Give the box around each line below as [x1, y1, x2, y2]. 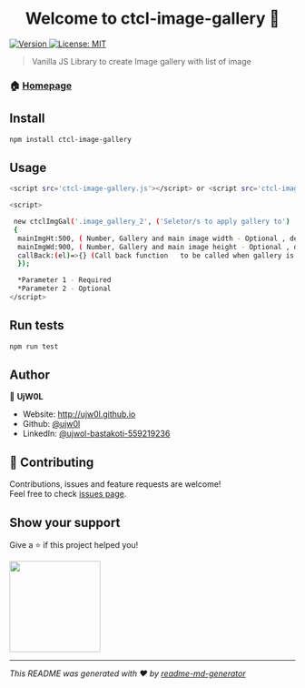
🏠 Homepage [9, 79, 73, 92]
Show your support [9, 514, 121, 531]
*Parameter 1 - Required [17, 276, 112, 285]
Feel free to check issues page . [9, 489, 127, 500]
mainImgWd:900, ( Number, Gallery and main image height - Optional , [17, 242, 290, 251]
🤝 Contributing [9, 454, 94, 470]
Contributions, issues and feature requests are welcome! [9, 479, 221, 490]
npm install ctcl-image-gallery [9, 135, 132, 144]
